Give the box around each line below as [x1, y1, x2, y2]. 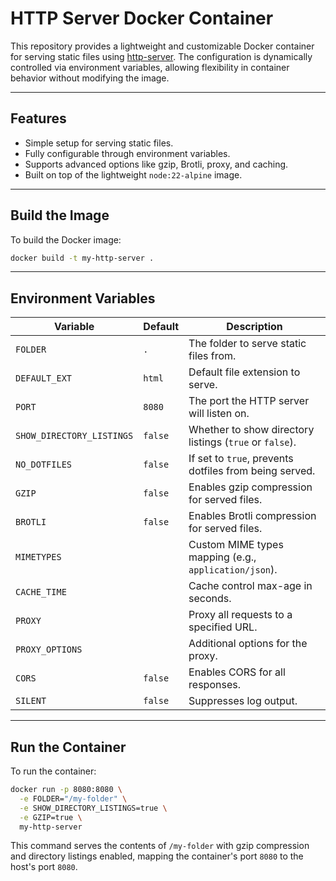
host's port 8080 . [10, 861, 78, 873]
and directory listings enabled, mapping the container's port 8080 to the [10, 850, 304, 862]
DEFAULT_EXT [15, 373, 73, 384]
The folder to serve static [188, 337, 307, 351]
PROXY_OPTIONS [15, 644, 83, 656]
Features [10, 110, 67, 127]
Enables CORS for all [188, 665, 286, 679]
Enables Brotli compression [188, 509, 317, 523]
